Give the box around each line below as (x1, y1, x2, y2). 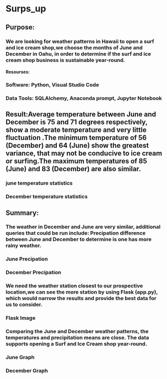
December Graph (5, 367, 48, 374)
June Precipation (5, 256, 48, 263)
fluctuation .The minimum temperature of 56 (5, 133, 147, 142)
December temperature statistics (5, 193, 88, 200)
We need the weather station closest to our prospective (5, 283, 143, 290)
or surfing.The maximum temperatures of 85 (5, 157, 148, 165)
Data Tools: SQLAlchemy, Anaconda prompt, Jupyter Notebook (5, 94, 163, 101)
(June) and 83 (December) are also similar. (5, 165, 141, 173)
